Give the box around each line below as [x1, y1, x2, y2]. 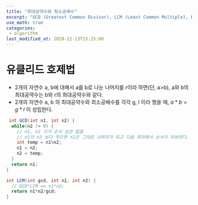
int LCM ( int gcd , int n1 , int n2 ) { [6, 177, 96, 183]
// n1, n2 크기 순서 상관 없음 [16, 128, 84, 134]
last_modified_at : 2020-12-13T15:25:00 [6, 36, 104, 42]
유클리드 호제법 [6, 63, 75, 77]
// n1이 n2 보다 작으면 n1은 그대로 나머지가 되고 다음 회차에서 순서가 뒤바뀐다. [16, 134, 190, 140]
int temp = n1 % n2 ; [16, 140, 62, 146]
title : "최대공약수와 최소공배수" [6, 8, 77, 15]
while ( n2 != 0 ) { [11, 123, 54, 129]
